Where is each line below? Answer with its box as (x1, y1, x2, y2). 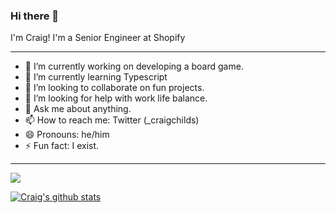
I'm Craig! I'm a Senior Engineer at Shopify (10, 32, 186, 44)
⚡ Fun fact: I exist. (24, 140, 100, 152)
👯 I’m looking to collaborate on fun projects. (24, 82, 205, 94)
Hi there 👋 (10, 9, 60, 23)
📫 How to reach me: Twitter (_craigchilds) (24, 114, 200, 126)
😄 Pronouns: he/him (24, 129, 110, 141)
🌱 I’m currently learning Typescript (24, 71, 168, 83)
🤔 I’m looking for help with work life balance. (24, 92, 208, 104)
